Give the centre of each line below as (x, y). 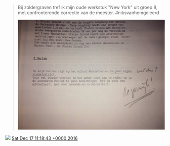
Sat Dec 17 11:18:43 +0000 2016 (45, 138)
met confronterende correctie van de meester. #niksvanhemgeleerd (88, 13)
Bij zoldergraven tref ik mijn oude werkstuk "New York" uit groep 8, (88, 7)
